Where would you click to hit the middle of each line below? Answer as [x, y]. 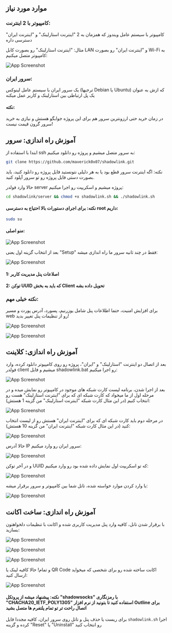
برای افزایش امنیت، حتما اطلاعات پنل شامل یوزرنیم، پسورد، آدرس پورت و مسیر [82, 310]
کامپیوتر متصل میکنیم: [27, 55]
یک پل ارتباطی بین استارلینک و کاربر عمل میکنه [50, 95]
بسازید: [13, 530]
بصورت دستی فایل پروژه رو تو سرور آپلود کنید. [50, 177]
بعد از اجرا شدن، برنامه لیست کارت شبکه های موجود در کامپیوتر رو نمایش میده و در [85, 390]
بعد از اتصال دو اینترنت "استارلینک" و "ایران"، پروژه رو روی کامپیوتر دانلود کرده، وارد [86, 364]
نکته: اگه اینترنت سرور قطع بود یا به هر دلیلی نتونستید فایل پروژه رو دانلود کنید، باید [84, 171]
